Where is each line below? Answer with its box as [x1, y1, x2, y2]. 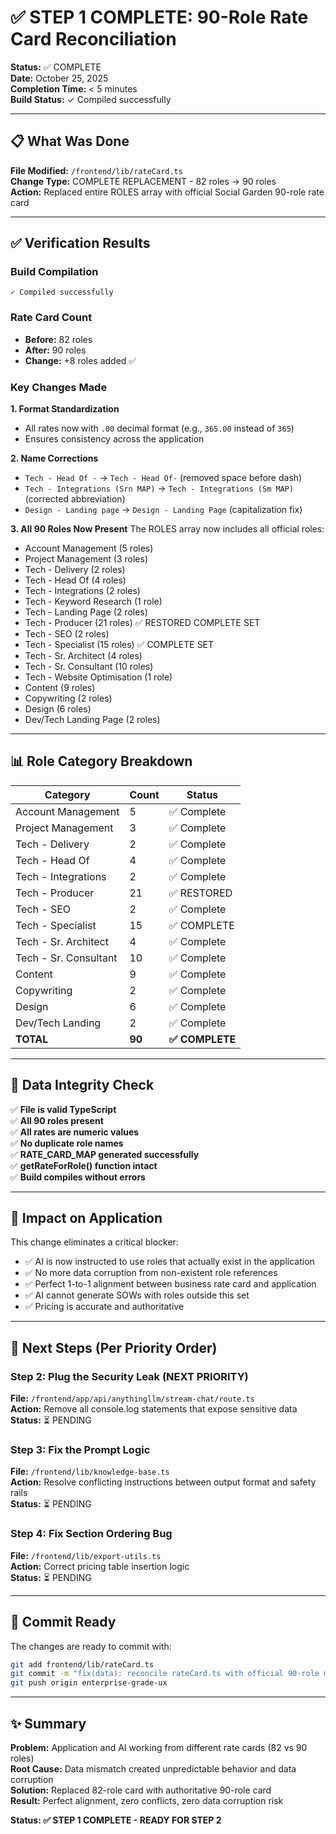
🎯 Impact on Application [10, 1210, 163, 1227]
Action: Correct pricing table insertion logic [10, 1560, 190, 1572]
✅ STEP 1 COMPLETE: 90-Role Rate [10, 6, 309, 29]
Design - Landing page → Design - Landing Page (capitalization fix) [24, 504, 303, 516]
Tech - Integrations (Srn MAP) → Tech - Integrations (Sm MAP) [24, 482, 295, 495]
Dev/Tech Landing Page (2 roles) [24, 714, 161, 726]
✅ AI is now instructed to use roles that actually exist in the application [24, 1256, 315, 1268]
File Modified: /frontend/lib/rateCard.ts [10, 164, 183, 176]
